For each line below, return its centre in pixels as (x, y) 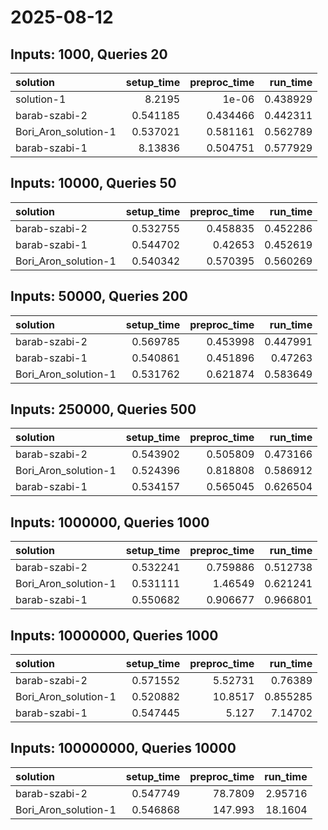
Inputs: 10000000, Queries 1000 (114, 635)
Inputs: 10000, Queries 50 (93, 183)
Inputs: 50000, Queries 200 (99, 296)
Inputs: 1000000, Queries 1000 (110, 522)
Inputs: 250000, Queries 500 (103, 409)
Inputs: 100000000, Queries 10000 (123, 748)
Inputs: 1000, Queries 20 (89, 54)
